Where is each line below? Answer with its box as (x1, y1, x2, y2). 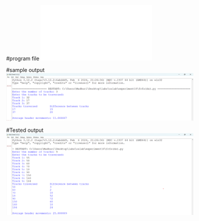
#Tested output (6, 127, 44, 134)
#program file (6, 55, 40, 62)
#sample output (6, 67, 45, 73)
